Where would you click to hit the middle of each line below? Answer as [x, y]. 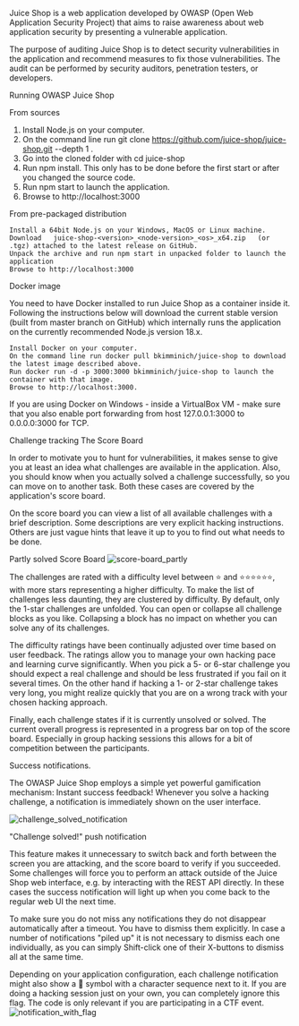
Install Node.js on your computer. [83, 130]
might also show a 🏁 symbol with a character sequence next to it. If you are [148, 983]
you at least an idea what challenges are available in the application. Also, [145, 467]
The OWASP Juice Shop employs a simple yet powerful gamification [135, 783]
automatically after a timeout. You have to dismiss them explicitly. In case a [147, 928]
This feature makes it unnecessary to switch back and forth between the [143, 854]
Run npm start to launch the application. [96, 187]
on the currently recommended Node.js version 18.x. [106, 332]
